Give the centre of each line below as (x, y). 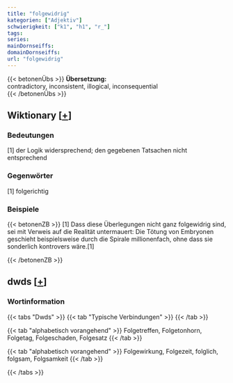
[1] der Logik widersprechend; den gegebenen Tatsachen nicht (97, 150)
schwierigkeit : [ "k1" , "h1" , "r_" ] (59, 26)
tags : (15, 33)
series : (18, 40)
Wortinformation (36, 302)
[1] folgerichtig (28, 191)
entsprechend (27, 158)
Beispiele (23, 209)
